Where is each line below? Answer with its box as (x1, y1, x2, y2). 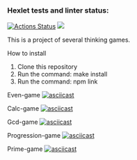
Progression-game (7, 131, 61, 140)
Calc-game (7, 104, 40, 113)
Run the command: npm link (17, 77, 98, 86)
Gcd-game (7, 118, 38, 127)
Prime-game (7, 145, 43, 153)
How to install (7, 49, 47, 58)
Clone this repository (17, 63, 78, 71)
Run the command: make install (17, 70, 108, 79)
